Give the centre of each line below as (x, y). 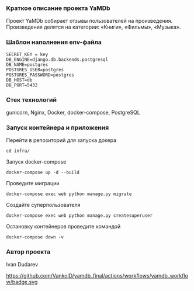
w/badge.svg (22, 282)
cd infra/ (18, 151)
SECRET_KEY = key (27, 54)
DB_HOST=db (19, 80)
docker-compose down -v (35, 237)
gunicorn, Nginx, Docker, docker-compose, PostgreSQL (73, 112)
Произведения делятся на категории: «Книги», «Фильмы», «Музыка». (93, 27)
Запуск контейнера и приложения (58, 127)
